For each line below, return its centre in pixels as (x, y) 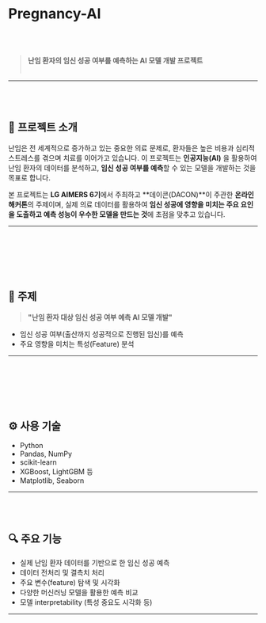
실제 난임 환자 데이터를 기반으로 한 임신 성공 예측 (95, 563)
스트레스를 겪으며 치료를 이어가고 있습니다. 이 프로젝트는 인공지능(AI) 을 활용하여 (133, 158)
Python (31, 446)
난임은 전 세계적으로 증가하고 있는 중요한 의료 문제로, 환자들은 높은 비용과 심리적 (132, 148)
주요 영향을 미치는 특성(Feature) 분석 (77, 344)
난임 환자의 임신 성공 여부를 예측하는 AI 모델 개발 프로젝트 (115, 60)
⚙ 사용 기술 (35, 425)
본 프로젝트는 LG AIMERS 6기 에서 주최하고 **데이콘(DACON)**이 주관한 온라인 (131, 194)
